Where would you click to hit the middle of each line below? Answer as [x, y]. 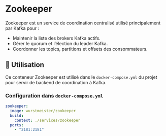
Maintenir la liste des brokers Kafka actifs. [56, 38]
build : [17, 115]
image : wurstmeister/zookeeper [43, 111]
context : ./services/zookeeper [47, 120]
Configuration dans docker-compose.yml [54, 95]
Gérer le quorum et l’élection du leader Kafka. [60, 43]
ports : [17, 125]
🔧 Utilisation [25, 65]
